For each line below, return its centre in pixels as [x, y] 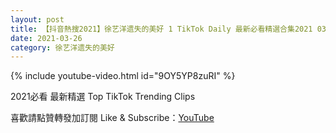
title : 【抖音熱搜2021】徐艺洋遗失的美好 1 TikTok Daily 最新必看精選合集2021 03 [168, 29]
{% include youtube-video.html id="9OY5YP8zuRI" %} [123, 76]
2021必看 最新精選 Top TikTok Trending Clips [103, 97]
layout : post [37, 19]
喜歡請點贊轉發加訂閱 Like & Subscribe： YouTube [112, 118]
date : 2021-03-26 [46, 38]
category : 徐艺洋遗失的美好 [62, 47]
